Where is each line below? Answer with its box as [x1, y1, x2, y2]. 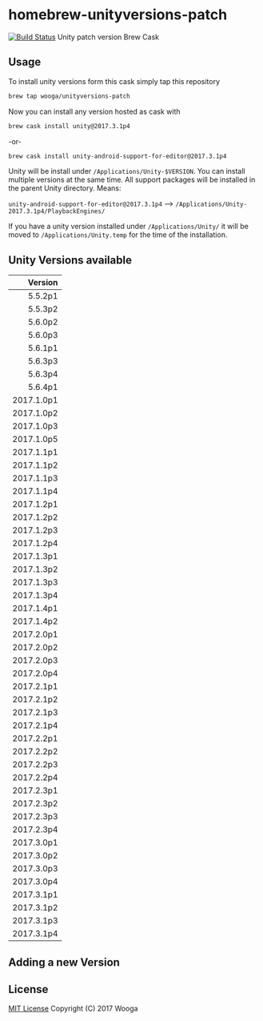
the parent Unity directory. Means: [8, 183, 122, 193]
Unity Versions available [8, 253, 132, 267]
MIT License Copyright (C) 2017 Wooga [8, 1003, 138, 1014]
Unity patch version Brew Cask [57, 32, 160, 42]
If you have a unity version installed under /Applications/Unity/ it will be [8, 222, 249, 231]
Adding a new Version [8, 955, 120, 969]
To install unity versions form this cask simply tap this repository [8, 76, 221, 86]
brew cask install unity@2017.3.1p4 [8, 122, 130, 130]
